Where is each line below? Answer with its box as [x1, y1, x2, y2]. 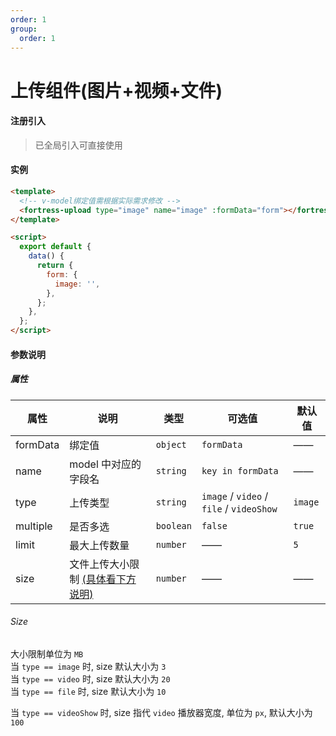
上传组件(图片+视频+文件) [10, 79, 223, 102]
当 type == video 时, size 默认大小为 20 [10, 672, 171, 685]
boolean [155, 520, 192, 531]
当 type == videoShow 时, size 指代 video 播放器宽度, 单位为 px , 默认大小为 [10, 706, 313, 718]
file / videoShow [201, 501, 278, 515]
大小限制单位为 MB [10, 647, 84, 660]
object [155, 439, 187, 450]
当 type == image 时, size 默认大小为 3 [10, 660, 167, 672]
